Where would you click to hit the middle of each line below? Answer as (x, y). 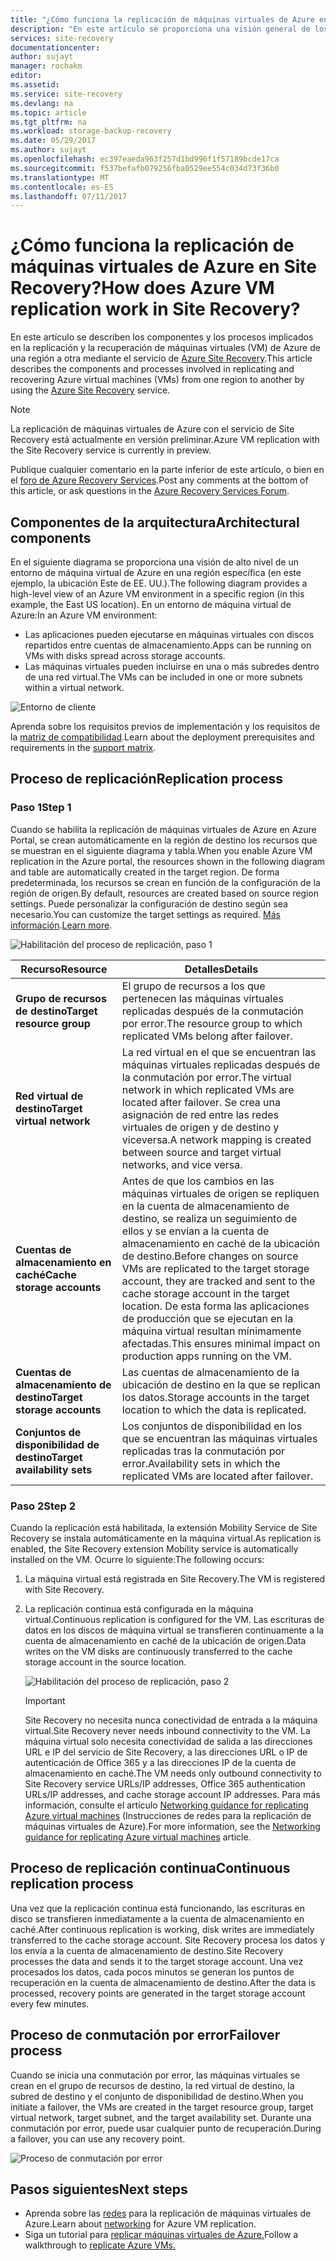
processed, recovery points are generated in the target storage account (158, 1993)
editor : (26, 76)
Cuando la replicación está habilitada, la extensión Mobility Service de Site (164, 1527)
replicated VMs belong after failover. (207, 1036)
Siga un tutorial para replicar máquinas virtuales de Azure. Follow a (161, 2235)
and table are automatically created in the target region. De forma (145, 872)
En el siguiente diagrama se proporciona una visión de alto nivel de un (154, 562)
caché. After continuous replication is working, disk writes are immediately (162, 1929)
